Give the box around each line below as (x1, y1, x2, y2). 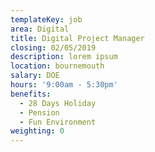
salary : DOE (10, 71, 60, 81)
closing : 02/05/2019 (10, 42, 97, 53)
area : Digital (10, 24, 70, 34)
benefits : (10, 89, 52, 99)
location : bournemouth (10, 61, 105, 71)
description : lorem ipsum (10, 52, 118, 62)
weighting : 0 (10, 126, 65, 136)
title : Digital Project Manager (10, 33, 145, 43)
